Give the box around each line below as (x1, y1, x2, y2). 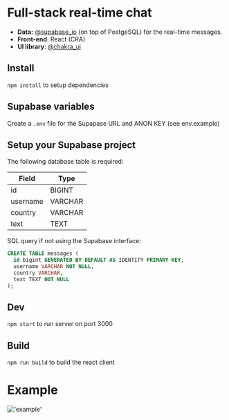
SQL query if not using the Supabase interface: (7, 237, 142, 245)
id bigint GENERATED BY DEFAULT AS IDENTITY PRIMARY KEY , (13, 257, 185, 264)
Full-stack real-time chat (7, 5, 152, 21)
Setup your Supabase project (7, 139, 136, 151)
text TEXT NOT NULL (13, 276, 70, 283)
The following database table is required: (7, 157, 124, 166)
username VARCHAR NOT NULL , (13, 263, 95, 270)
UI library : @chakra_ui (17, 42, 82, 50)
